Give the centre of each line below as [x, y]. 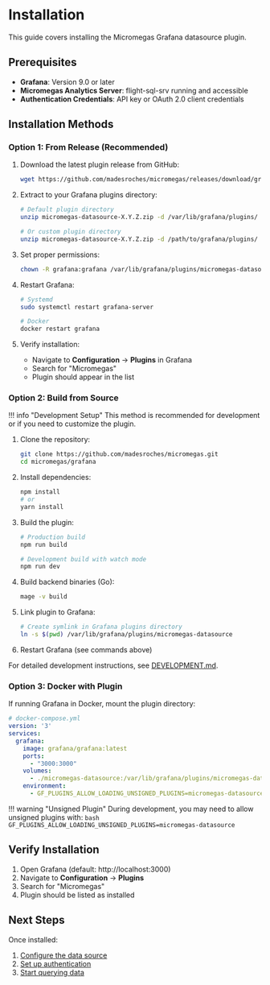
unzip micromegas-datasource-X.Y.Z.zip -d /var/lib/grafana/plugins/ [139, 217]
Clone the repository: [55, 440]
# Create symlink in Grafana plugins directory [101, 627]
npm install [40, 492]
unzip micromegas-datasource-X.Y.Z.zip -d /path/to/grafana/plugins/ [139, 239]
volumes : [37, 771]
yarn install [42, 507]
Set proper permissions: [60, 255]
